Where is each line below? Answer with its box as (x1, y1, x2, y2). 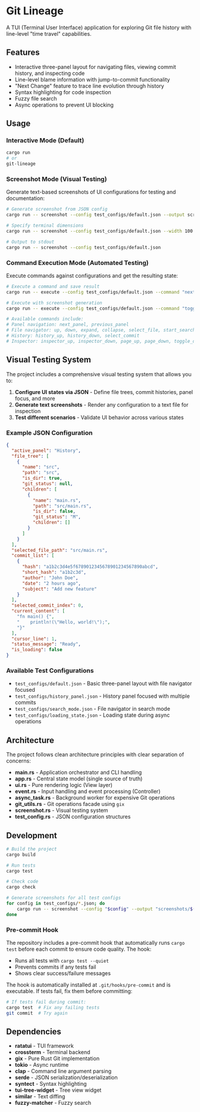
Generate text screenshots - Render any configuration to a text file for (14, 401, 189, 408)
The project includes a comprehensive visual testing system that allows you (6, 370, 192, 377)
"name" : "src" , (21, 464, 60, 470)
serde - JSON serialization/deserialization (14, 1074, 118, 1081)
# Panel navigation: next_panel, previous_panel (6, 321, 129, 328)
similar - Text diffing (14, 1093, 65, 1100)
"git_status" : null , (21, 481, 73, 487)
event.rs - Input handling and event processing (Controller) (14, 788, 161, 795)
